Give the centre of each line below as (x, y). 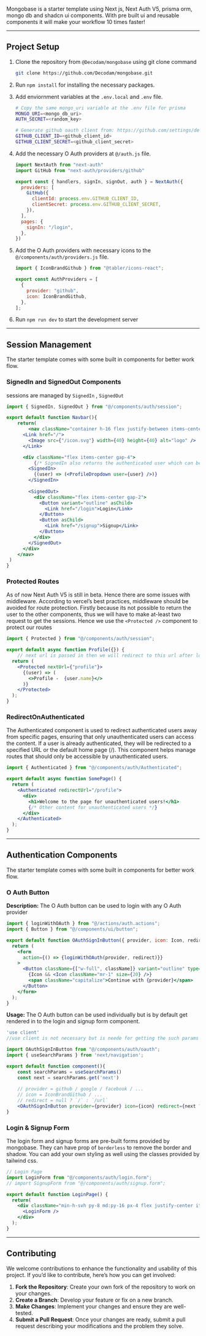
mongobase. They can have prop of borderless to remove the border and (99, 1147)
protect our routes (29, 627)
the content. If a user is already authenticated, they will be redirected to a (99, 743)
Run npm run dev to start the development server (77, 319)
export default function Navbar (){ (52, 418)
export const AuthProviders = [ (56, 279)
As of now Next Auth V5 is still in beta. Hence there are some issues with (98, 595)
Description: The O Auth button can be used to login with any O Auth (94, 906)
